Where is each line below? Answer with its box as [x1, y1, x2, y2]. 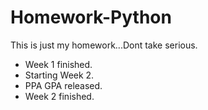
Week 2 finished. [24, 90, 95, 102]
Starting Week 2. [24, 69, 95, 81]
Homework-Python [10, 6, 172, 29]
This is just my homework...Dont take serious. [10, 39, 198, 51]
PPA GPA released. [24, 79, 103, 91]
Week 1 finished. [24, 58, 93, 70]
